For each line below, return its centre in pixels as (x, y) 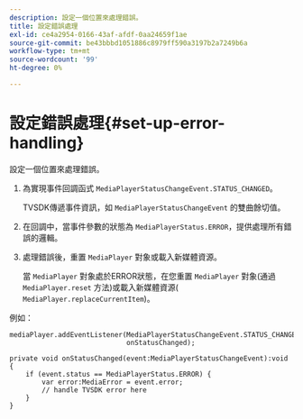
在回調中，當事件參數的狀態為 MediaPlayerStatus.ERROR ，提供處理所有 (153, 226)
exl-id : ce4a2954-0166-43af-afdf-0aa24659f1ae (98, 34)
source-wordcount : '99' (54, 59)
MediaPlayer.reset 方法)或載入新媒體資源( (100, 287)
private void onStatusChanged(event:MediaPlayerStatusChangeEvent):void (149, 358)
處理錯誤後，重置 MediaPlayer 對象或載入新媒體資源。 (122, 257)
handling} (47, 143)
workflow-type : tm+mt (50, 51)
